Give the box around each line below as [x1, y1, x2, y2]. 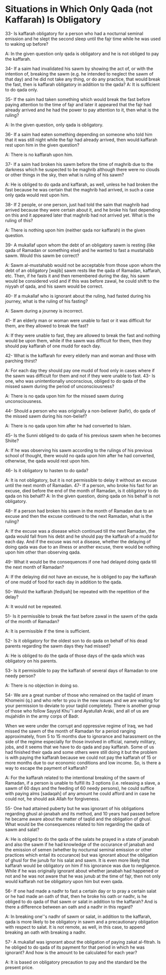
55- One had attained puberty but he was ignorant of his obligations [5, 805, 144, 811]
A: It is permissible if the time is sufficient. [5, 628, 91, 634]
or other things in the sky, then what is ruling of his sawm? [5, 171, 124, 177]
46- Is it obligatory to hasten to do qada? [5, 467, 89, 473]
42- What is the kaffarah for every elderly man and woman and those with [5, 352, 156, 358]
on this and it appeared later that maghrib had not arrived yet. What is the [5, 212, 155, 218]
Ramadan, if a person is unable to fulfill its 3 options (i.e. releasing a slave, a [5, 780, 160, 786]
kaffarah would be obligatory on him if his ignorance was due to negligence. [5, 862, 161, 868]
